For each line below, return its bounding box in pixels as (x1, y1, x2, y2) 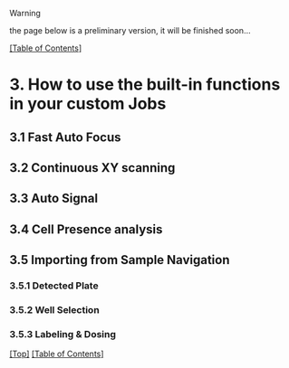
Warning (9, 8, 41, 18)
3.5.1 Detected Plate (9, 279, 99, 292)
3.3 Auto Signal (9, 191, 98, 206)
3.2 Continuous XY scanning (9, 160, 176, 175)
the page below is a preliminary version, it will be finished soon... (9, 25, 251, 35)
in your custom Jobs (9, 94, 167, 114)
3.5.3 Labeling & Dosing (9, 327, 116, 340)
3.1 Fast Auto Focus (9, 129, 121, 145)
